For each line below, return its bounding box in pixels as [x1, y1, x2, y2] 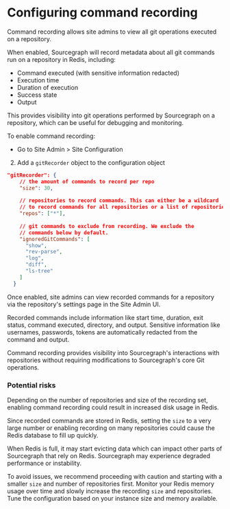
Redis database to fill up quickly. [7, 431, 99, 439]
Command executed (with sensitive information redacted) [16, 69, 180, 77]
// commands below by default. [19, 229, 109, 236]
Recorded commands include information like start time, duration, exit [7, 313, 204, 321]
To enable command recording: [7, 132, 96, 140]
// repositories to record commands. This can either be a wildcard [19, 197, 219, 204]
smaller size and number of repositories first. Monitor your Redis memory [7, 479, 214, 488]
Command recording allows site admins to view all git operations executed [7, 27, 217, 36]
